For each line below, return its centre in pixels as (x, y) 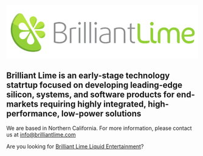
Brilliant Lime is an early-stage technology (88, 75)
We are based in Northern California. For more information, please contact (99, 128)
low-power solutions (101, 114)
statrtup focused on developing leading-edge (95, 85)
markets (22, 104)
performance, (33, 114)
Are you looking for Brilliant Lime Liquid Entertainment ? (75, 147)
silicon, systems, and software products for (91, 94)
